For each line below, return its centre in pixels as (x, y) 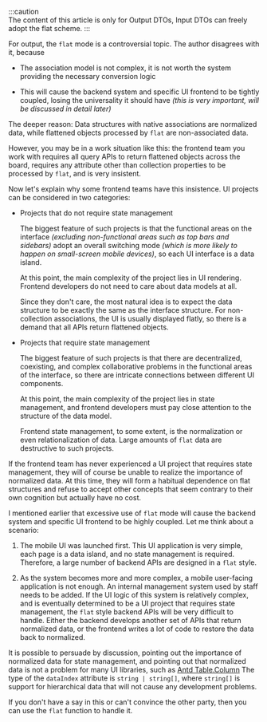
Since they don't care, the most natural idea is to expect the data (126, 302)
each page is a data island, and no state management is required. (127, 554)
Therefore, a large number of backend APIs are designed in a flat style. (138, 562)
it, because (27, 52)
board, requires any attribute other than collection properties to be (117, 165)
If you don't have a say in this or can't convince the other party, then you (128, 702)
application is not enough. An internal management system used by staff (139, 586)
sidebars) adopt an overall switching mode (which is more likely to (128, 245)
